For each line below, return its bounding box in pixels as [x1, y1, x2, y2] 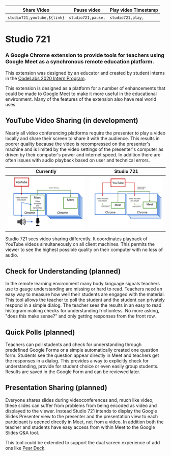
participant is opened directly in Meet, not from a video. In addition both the [5, 419, 164, 425]
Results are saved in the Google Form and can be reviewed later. [5, 369, 140, 375]
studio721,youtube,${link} [7, 15, 65, 20]
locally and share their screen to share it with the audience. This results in [5, 135, 160, 141]
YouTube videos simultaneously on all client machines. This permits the [5, 241, 155, 247]
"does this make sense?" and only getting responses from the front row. [5, 313, 156, 320]
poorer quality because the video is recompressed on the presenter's [5, 141, 151, 147]
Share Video [22, 7, 50, 13]
